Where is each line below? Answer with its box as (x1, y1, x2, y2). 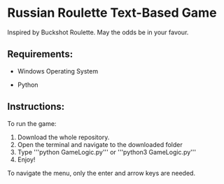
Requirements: (7, 48, 73, 60)
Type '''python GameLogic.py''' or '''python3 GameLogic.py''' (17, 148, 197, 156)
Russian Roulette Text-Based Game (7, 5, 217, 21)
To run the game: (7, 119, 57, 127)
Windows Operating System (17, 66, 99, 75)
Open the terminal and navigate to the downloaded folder (17, 140, 183, 148)
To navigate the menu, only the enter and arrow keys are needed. (7, 169, 196, 177)
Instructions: (7, 101, 65, 113)
